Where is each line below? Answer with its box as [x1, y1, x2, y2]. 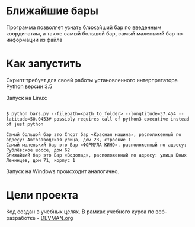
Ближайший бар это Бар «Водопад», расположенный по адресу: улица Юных [6, 152, 187, 158]
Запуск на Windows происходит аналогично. [6, 167, 120, 175]
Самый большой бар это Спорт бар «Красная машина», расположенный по [6, 131, 182, 137]
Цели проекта [6, 189, 79, 202]
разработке [6, 214, 36, 221]
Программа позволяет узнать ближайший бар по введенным [6, 24, 162, 31]
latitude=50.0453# [6, 116, 52, 122]
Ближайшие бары [6, 4, 99, 18]
